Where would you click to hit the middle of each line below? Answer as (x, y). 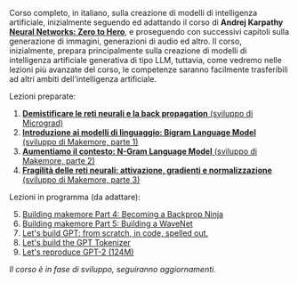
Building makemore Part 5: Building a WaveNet (107, 223)
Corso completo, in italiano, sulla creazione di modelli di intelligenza (133, 13)
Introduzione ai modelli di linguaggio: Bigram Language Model (139, 132)
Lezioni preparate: (43, 96)
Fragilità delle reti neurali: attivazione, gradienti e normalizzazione (147, 170)
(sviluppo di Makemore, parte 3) (81, 180)
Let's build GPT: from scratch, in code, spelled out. (115, 233)
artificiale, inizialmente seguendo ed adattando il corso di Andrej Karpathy (146, 22)
